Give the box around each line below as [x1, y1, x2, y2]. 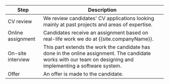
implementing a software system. [43, 62, 122, 69]
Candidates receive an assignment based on [43, 29, 148, 36]
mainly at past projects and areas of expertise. [43, 21, 152, 28]
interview [8, 56, 30, 63]
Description [88, 6, 117, 13]
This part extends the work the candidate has [43, 43, 150, 50]
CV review [8, 18, 32, 24]
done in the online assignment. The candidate [43, 50, 151, 56]
